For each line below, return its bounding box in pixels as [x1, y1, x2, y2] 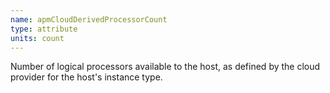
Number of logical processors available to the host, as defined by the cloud [10, 61, 321, 73]
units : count [10, 33, 65, 43]
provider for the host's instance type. [10, 71, 163, 83]
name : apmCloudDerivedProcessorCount [10, 14, 168, 25]
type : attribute [10, 24, 78, 34]
